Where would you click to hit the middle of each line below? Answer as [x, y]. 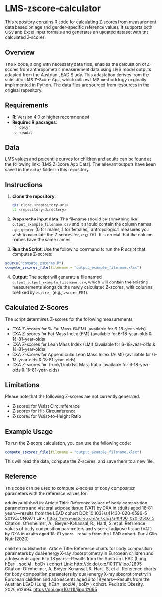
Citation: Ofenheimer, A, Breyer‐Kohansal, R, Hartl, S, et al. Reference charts [81, 569]
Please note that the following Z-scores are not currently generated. [73, 397]
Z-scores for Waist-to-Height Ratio [46, 416]
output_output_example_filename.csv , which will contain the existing [80, 282]
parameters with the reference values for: [46, 493]
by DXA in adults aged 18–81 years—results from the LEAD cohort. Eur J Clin [81, 534]
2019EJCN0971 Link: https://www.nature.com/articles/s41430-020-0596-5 [80, 518]
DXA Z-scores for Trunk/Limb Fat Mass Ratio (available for [70, 364]
